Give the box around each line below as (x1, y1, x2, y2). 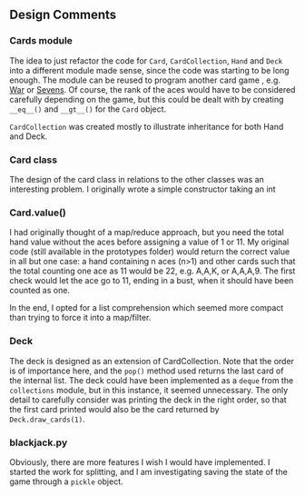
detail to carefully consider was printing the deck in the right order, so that (9, 394, 288, 405)
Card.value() (9, 206, 66, 219)
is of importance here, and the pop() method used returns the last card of (9, 365, 284, 376)
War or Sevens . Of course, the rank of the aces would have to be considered (9, 84, 296, 94)
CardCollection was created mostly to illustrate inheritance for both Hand (9, 121, 284, 132)
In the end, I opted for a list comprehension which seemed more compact (9, 303, 284, 313)
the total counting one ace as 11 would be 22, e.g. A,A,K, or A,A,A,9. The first (9, 265, 296, 276)
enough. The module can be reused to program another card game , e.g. (9, 74, 281, 85)
